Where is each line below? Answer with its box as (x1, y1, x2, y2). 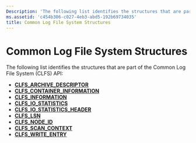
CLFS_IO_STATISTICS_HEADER (14, 106, 92, 113)
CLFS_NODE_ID (14, 118, 53, 125)
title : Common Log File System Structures (6, 19, 111, 25)
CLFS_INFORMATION (14, 94, 67, 101)
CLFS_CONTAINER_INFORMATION (14, 88, 100, 95)
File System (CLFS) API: (6, 70, 64, 77)
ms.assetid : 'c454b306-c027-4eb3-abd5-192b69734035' (6, 14, 137, 20)
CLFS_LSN (14, 112, 41, 120)
